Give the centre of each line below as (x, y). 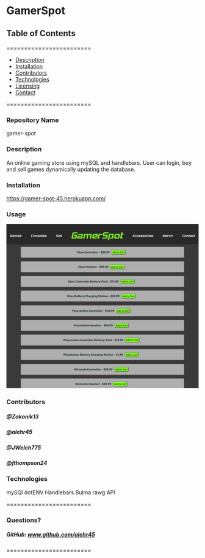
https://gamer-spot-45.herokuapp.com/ (56, 198)
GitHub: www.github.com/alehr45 (51, 535)
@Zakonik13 (23, 417)
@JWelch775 (24, 447)
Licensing (27, 86)
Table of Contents (41, 33)
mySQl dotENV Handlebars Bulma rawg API (61, 492)
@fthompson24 (27, 463)
